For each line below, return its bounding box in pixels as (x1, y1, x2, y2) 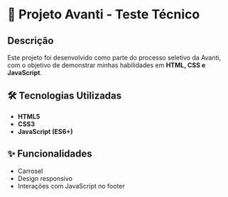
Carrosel (17, 167, 43, 175)
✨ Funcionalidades (7, 148, 92, 160)
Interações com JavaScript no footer (17, 181, 126, 190)
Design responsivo (17, 174, 73, 183)
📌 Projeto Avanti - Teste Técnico (7, 6, 200, 23)
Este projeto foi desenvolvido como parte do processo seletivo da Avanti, (7, 53, 222, 62)
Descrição (7, 35, 54, 47)
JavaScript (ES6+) (17, 127, 73, 135)
